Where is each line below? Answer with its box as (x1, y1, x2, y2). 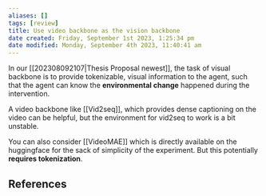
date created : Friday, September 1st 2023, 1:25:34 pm (8, 34, 195, 42)
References (8, 177, 67, 190)
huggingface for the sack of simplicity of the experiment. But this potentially (8, 146, 258, 155)
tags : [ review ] (8, 19, 59, 27)
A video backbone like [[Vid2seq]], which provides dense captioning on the (8, 105, 257, 114)
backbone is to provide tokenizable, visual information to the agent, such (8, 72, 248, 82)
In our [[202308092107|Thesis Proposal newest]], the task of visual (8, 63, 231, 73)
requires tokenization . (8, 154, 83, 164)
